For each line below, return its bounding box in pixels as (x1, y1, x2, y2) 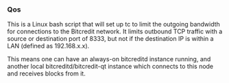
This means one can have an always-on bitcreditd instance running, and (7, 55, 211, 63)
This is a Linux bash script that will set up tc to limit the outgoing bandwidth (7, 20, 221, 29)
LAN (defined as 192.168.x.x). (7, 42, 90, 50)
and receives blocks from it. (7, 69, 86, 78)
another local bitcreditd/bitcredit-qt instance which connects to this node (7, 63, 214, 71)
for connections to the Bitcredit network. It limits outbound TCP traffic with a (7, 27, 223, 35)
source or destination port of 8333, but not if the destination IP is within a (7, 35, 214, 43)
